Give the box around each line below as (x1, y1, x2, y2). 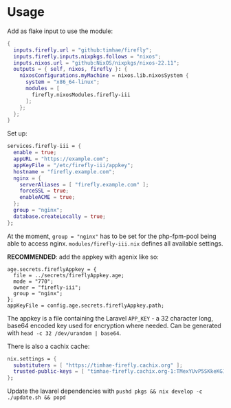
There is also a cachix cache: (7, 342, 90, 350)
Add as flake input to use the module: (7, 27, 113, 35)
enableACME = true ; (19, 194, 76, 201)
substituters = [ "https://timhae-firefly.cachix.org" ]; (13, 362, 184, 369)
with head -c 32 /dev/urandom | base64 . (7, 328, 122, 337)
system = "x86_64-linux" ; (25, 78, 100, 86)
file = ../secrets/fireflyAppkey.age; (13, 272, 125, 279)
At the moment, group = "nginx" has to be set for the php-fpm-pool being (7, 232, 217, 240)
